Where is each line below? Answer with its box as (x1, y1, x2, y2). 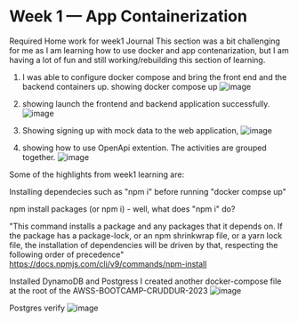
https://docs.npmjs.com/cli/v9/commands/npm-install (9, 258, 207, 269)
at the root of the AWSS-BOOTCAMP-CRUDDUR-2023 (9, 285, 208, 295)
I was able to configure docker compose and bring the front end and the (21, 71, 287, 82)
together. (21, 151, 56, 162)
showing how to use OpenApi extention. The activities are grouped (21, 142, 267, 153)
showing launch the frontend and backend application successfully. (21, 98, 270, 109)
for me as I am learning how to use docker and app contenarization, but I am (9, 44, 289, 55)
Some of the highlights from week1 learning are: (9, 169, 185, 180)
